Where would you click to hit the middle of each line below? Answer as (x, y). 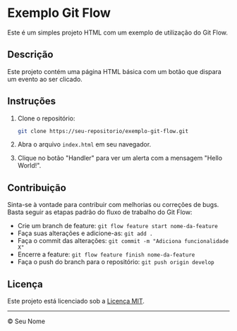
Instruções (32, 101)
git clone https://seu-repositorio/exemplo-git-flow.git (103, 131)
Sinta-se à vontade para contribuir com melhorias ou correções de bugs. (113, 205)
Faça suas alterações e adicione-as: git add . (85, 233)
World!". (29, 165)
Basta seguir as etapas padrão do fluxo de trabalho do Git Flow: (100, 212)
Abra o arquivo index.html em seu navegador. (84, 144)
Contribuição (37, 188)
